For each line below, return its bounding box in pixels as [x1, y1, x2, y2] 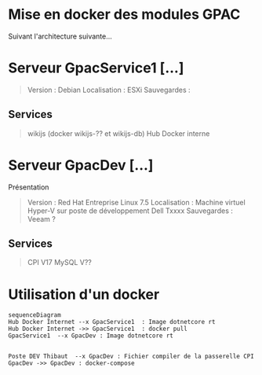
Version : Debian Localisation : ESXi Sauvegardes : [27, 85, 191, 94]
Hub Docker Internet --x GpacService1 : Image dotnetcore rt [8, 318, 216, 326]
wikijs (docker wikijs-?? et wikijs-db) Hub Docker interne [27, 128, 210, 138]
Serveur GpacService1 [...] [8, 59, 184, 77]
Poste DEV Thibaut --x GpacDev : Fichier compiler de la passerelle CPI [8, 352, 255, 361]
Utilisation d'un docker [8, 285, 160, 303]
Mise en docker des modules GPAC [8, 6, 241, 24]
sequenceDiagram [8, 311, 61, 319]
